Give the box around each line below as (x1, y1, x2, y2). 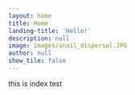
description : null (8, 34, 70, 43)
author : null (8, 49, 52, 57)
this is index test (8, 78, 63, 89)
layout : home (8, 11, 52, 20)
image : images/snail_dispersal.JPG (8, 42, 128, 50)
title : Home (8, 19, 48, 27)
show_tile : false (8, 57, 67, 65)
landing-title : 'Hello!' (8, 27, 92, 35)
